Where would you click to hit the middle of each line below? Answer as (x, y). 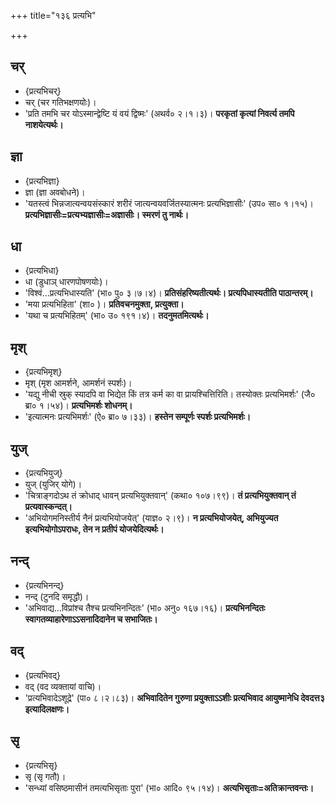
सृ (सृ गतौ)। (45, 776)
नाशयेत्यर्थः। (44, 124)
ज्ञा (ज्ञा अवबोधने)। (55, 192)
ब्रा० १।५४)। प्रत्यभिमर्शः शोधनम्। (78, 406)
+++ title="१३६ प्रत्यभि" (53, 15)
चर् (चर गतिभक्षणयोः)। (60, 102)
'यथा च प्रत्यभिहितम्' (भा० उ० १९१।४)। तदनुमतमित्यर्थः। (117, 316)
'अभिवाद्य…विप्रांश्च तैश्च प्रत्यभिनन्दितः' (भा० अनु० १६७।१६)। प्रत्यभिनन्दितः (145, 607)
